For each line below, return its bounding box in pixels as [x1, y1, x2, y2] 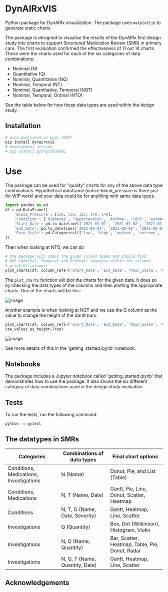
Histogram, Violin [109, 526, 150, 533]
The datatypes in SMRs [5, 435, 79, 443]
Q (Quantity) [61, 523, 90, 530]
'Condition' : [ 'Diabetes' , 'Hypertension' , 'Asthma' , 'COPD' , [14, 216, 146, 222]
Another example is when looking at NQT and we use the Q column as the [5, 307, 157, 313]
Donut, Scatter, [109, 491, 146, 498]
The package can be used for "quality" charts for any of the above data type [5, 182, 163, 188]
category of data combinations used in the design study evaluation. [5, 384, 144, 390]
